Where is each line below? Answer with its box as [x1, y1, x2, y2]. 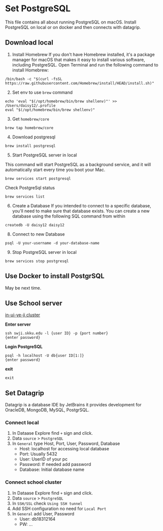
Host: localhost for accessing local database [19, 446, 109, 452]
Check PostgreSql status [5, 184, 55, 191]
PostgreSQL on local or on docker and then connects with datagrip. [5, 24, 141, 30]
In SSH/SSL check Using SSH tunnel [12, 500, 83, 506]
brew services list [5, 194, 45, 199]
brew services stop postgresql [5, 259, 69, 264]
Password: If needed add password [19, 462, 92, 467]
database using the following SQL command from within [12, 213, 126, 219]
